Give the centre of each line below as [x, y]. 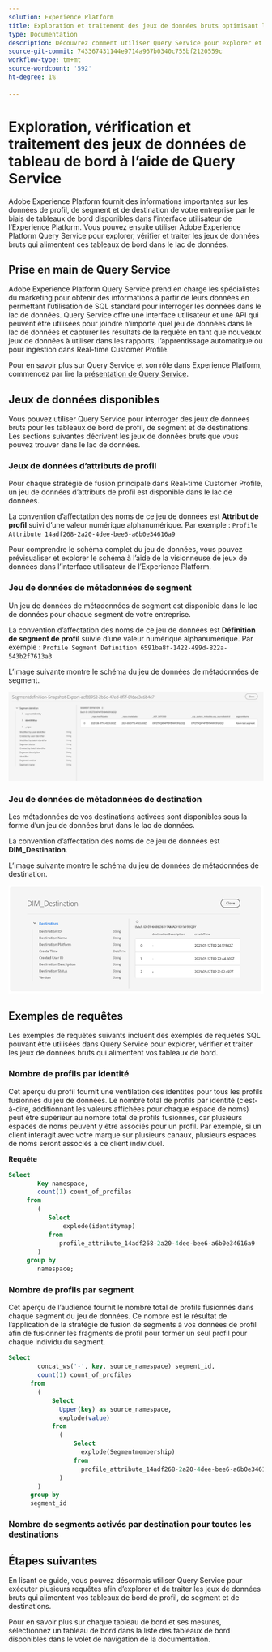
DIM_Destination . [38, 850]
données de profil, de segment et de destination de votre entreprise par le [132, 209]
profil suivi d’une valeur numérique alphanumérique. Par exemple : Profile [133, 525]
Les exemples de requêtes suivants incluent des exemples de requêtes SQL [134, 1036]
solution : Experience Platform [61, 17]
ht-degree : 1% [32, 77]
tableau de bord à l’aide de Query [122, 161]
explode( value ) [85, 1418]
